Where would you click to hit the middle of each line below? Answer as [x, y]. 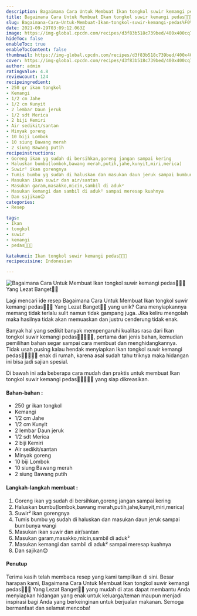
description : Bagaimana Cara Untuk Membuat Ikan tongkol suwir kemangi [95, 11]
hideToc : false [25, 39]
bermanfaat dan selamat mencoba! [48, 608]
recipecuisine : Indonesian [39, 261]
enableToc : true [26, 45]
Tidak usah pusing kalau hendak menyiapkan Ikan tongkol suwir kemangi [94, 350]
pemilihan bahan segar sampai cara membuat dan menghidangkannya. [92, 343]
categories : [21, 202]
